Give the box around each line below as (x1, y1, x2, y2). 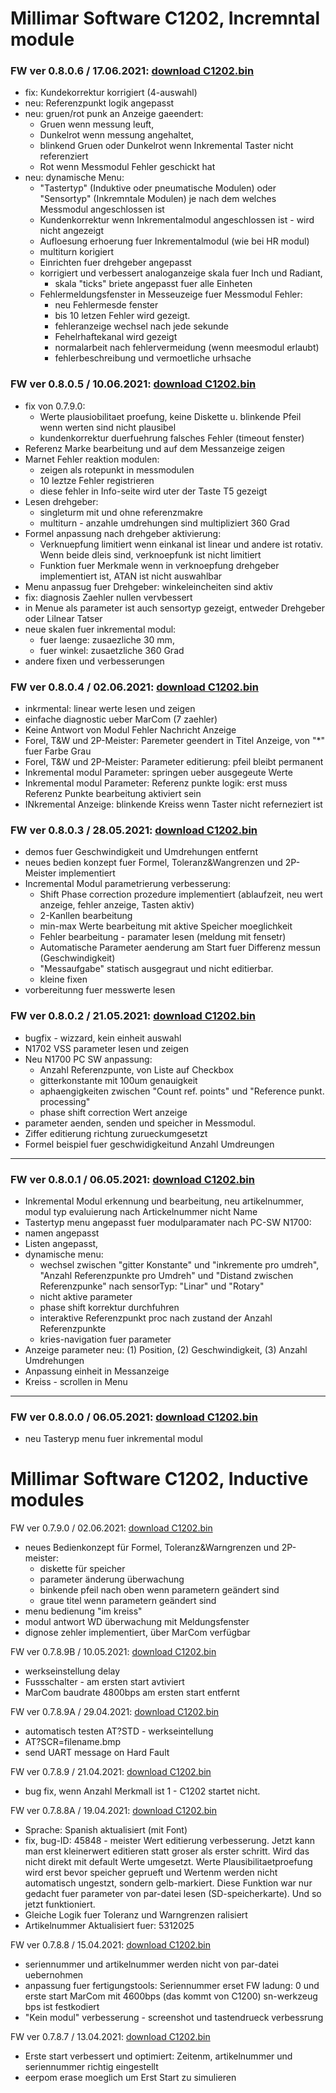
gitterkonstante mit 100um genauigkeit (39, 1074, 198, 1086)
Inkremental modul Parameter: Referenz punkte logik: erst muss (24, 777, 288, 789)
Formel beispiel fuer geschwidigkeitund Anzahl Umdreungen (24, 1138, 275, 1150)
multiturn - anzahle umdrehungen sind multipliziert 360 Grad (39, 517, 290, 529)
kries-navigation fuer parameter (39, 1333, 172, 1345)
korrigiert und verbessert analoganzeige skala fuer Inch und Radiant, (39, 267, 323, 279)
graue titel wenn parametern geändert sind (39, 1595, 217, 1607)
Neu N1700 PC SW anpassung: (24, 1053, 153, 1065)
